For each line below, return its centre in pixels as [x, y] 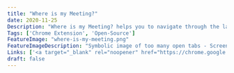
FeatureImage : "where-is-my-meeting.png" [68, 40]
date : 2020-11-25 [32, 20]
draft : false [26, 59]
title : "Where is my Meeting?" [53, 14]
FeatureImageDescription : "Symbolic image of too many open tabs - [107, 46]
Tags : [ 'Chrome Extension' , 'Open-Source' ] [71, 33]
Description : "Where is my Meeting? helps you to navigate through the [113, 26]
